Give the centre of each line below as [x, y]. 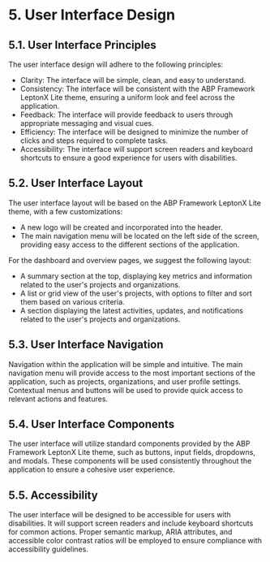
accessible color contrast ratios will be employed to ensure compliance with [135, 541]
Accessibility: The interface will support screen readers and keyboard [136, 149]
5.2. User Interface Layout [76, 183]
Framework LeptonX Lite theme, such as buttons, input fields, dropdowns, [132, 452]
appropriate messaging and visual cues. [87, 123]
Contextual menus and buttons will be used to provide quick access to [126, 390]
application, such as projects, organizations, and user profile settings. [125, 381]
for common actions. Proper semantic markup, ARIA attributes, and [120, 532]
